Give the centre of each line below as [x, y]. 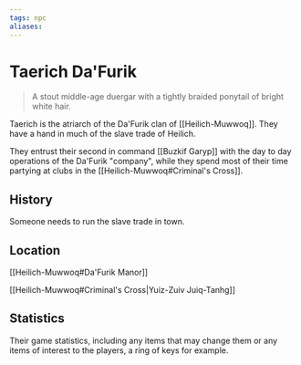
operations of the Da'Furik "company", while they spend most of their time [149, 162]
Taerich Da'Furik [73, 72]
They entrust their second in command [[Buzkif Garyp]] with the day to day [150, 151]
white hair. [51, 107]
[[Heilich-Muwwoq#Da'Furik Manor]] [79, 272]
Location [35, 250]
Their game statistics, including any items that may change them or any [144, 340]
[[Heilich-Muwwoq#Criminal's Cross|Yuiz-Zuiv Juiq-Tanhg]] [122, 290]
